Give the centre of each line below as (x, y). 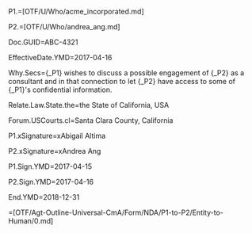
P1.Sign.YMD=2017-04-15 (50, 166)
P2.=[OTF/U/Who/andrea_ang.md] (64, 27)
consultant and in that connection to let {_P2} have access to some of (122, 81)
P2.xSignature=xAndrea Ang (55, 151)
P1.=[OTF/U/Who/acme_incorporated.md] (76, 11)
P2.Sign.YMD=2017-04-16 (51, 182)
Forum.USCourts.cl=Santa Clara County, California (91, 120)
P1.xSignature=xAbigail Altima (57, 136)
